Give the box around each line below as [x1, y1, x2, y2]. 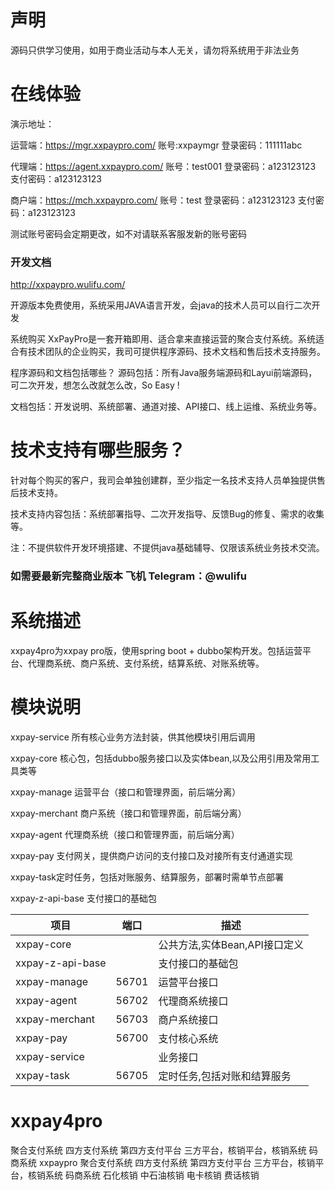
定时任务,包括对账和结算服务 [158, 1069, 292, 1083]
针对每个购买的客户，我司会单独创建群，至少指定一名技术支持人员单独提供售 [10, 474, 326, 486]
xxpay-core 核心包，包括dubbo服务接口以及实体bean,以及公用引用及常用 [10, 752, 312, 764]
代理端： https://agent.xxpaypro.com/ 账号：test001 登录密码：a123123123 [10, 160, 317, 172]
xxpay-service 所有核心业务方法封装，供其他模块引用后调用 [10, 731, 256, 743]
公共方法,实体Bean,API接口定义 [158, 937, 304, 951]
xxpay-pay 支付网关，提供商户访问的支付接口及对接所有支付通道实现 [10, 849, 293, 861]
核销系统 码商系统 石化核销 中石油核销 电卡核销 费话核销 [27, 1169, 260, 1181]
